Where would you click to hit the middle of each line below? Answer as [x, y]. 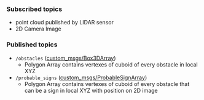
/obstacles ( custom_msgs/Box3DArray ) [65, 58]
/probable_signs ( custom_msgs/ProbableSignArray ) [81, 77]
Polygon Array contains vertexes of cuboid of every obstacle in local [111, 64]
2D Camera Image [38, 29]
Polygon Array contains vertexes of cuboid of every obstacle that [107, 84]
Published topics [32, 45]
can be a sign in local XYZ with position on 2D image [91, 90]
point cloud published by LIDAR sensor [64, 23]
